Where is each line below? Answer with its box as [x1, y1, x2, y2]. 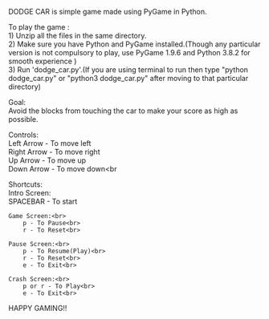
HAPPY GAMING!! [8, 304, 67, 313]
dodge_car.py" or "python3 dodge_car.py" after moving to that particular [8, 74, 249, 83]
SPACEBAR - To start [8, 196, 78, 206]
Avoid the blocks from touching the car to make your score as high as [8, 106, 238, 115]
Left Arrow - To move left [8, 139, 92, 147]
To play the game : [8, 22, 70, 31]
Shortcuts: [8, 180, 43, 189]
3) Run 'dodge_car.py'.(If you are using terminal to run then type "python [8, 65, 249, 75]
